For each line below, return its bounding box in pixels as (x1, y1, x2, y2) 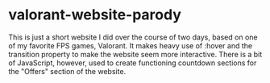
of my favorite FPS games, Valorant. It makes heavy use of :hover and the (8, 40, 252, 50)
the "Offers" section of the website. (8, 66, 127, 76)
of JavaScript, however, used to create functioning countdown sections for (8, 58, 257, 68)
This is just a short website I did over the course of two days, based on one (8, 32, 258, 42)
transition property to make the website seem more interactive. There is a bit (8, 49, 263, 59)
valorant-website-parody (8, 6, 181, 24)
